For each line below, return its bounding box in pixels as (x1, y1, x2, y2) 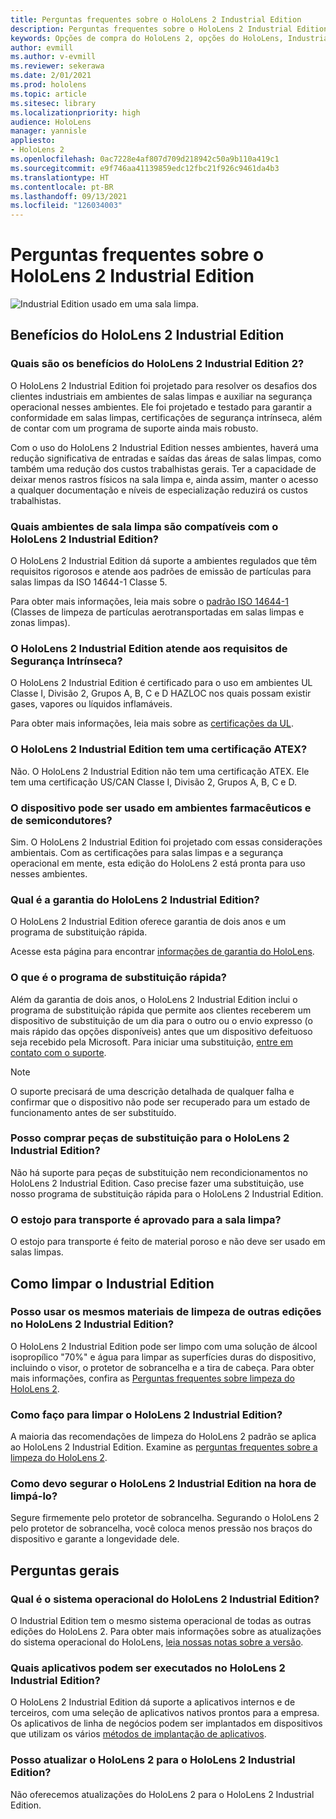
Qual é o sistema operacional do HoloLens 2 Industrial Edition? (10, 1592, 320, 1606)
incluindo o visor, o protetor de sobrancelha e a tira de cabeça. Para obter (10, 1361, 315, 1373)
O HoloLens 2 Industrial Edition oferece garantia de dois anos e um (10, 916, 287, 928)
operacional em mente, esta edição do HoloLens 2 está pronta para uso (10, 857, 306, 869)
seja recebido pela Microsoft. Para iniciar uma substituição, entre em (10, 1036, 293, 1048)
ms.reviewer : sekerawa (10, 61, 105, 71)
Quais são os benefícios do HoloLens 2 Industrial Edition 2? (10, 357, 305, 371)
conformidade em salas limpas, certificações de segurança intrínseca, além (10, 411, 323, 423)
